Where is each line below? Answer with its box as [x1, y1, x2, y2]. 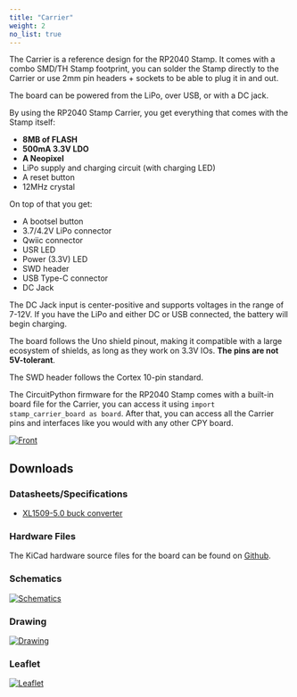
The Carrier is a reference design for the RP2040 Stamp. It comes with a [9, 54, 276, 65]
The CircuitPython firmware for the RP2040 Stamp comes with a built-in [9, 389, 275, 400]
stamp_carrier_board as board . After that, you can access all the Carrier [9, 408, 275, 419]
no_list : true [9, 29, 62, 38]
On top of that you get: [9, 199, 93, 209]
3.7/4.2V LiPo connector [21, 225, 112, 236]
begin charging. [9, 318, 67, 330]
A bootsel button [21, 216, 84, 227]
